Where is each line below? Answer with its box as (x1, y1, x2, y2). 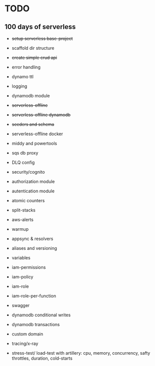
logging (11, 83, 27, 89)
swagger (11, 303, 30, 308)
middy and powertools (11, 141, 57, 146)
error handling (11, 64, 41, 70)
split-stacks (11, 207, 36, 213)
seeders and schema (11, 122, 54, 127)
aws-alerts (11, 217, 34, 222)
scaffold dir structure (11, 45, 54, 51)
